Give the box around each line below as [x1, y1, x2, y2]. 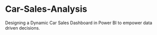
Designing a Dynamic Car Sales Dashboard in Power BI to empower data [5, 20, 153, 26]
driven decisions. [5, 25, 40, 31]
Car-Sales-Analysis [5, 3, 87, 15]
